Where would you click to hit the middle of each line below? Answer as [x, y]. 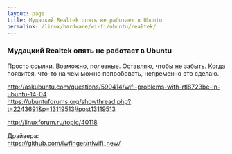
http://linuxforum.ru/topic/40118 [53, 122]
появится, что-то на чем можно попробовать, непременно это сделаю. [113, 73]
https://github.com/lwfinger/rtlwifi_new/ [64, 143]
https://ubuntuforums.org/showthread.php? [69, 101]
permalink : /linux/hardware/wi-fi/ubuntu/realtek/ [82, 26]
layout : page [26, 14]
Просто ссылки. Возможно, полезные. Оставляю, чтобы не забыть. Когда [116, 66]
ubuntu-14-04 [27, 94]
